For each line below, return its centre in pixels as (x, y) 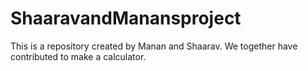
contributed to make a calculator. (78, 56)
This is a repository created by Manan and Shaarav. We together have (154, 46)
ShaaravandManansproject (126, 18)
